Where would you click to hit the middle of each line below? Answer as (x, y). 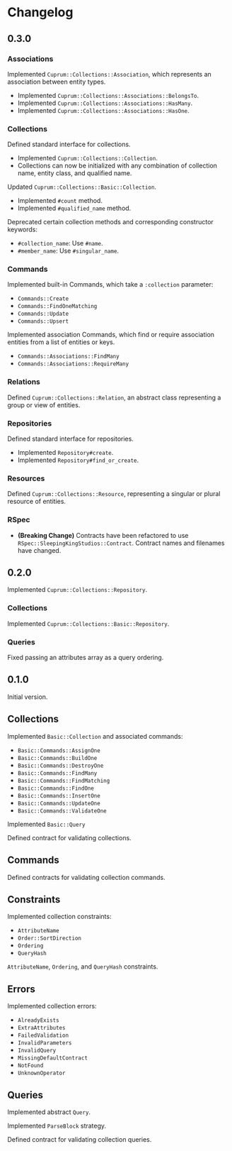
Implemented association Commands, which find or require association (111, 335)
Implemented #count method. (60, 201)
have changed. (39, 550)
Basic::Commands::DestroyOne (60, 766)
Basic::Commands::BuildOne (57, 758)
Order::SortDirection (49, 938)
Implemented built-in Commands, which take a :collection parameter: (110, 285)
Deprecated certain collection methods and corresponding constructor (110, 222)
